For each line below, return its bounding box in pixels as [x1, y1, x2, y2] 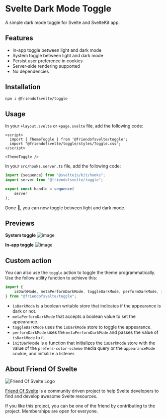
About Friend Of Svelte [5, 365, 78, 374]
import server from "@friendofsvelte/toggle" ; [5, 177, 103, 182]
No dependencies [12, 68, 49, 74]
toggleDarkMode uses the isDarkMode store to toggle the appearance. [12, 324, 152, 330]
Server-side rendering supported [12, 63, 81, 69]
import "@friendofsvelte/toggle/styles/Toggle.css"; [9, 141, 121, 146]
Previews [5, 219, 35, 228]
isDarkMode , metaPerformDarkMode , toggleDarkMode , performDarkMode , [14, 289, 159, 294]
